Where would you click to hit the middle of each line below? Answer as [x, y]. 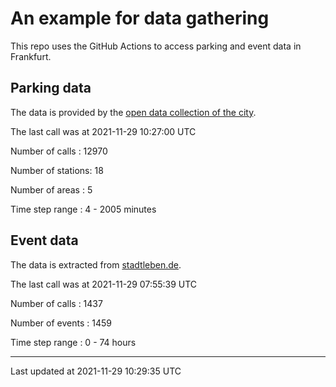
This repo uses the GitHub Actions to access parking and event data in [156, 46]
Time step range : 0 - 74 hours [73, 342]
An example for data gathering [140, 18]
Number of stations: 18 [57, 170]
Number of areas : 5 [51, 189]
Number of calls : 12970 [59, 151]
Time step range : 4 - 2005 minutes [83, 209]
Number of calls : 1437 [56, 303]
